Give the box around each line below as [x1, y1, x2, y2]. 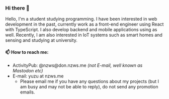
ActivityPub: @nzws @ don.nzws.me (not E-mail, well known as [12, 62, 143, 68]
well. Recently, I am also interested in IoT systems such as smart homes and [5, 32, 162, 38]
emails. [20, 89, 35, 95]
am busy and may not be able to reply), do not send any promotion [20, 83, 158, 89]
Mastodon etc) [12, 67, 43, 73]
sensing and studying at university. [5, 37, 78, 43]
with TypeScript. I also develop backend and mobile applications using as [5, 27, 157, 33]
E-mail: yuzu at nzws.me [12, 73, 64, 79]
